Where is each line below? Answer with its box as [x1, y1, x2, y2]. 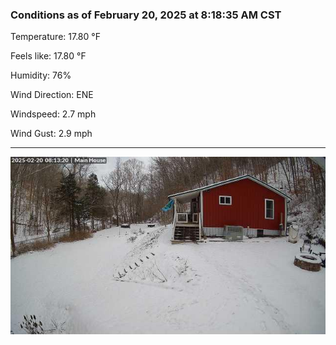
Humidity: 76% [10, 69, 72, 82]
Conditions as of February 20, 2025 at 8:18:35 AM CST [10, 8, 282, 22]
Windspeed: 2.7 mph [10, 108, 97, 120]
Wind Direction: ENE [10, 89, 94, 101]
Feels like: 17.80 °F [10, 50, 87, 62]
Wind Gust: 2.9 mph [10, 128, 93, 140]
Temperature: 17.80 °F [10, 31, 101, 43]
